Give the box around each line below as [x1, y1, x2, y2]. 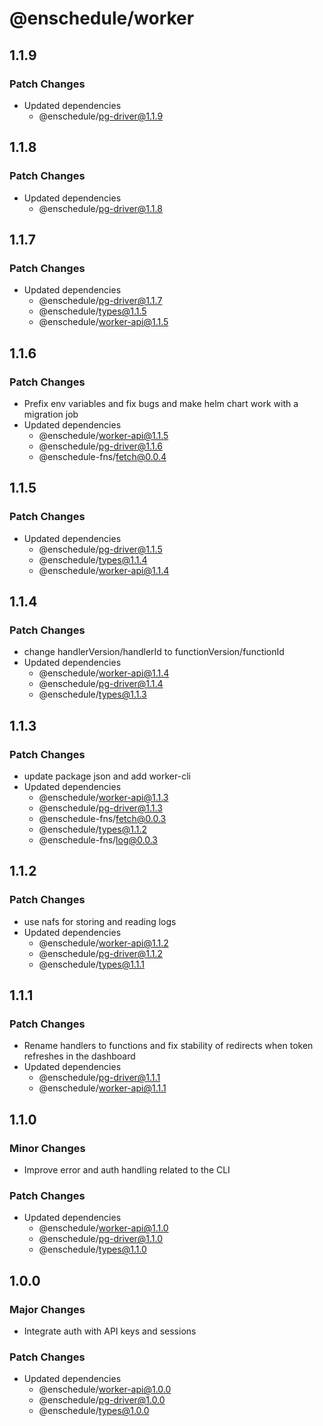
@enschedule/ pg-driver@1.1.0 [38, 1233, 164, 1245]
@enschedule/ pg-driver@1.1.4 [38, 678, 164, 690]
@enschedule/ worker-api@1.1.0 [38, 1222, 169, 1234]
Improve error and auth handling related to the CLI [23, 1164, 231, 1176]
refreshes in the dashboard [23, 1050, 136, 1062]
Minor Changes [9, 1141, 86, 1155]
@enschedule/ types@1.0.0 [38, 1405, 150, 1417]
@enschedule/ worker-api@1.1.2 [38, 937, 169, 949]
